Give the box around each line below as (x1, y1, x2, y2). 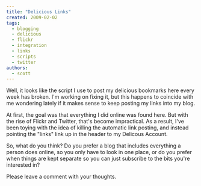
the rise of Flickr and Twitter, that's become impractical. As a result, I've (6, 118, 185, 125)
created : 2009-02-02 (6, 14, 58, 20)
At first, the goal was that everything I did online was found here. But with (6, 111, 188, 119)
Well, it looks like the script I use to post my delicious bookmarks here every (6, 87, 194, 94)
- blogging (11, 25, 39, 32)
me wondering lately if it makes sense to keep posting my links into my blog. (6, 100, 196, 107)
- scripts (11, 54, 36, 60)
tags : (6, 20, 20, 26)
